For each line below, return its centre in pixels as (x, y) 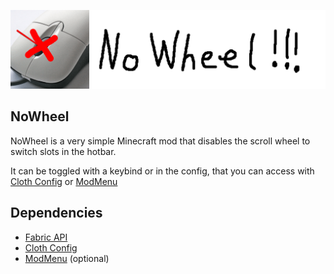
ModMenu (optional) (67, 258)
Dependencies (56, 213)
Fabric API (46, 237)
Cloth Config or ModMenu (64, 181)
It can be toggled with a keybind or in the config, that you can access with (162, 171)
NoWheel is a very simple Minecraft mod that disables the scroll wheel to (160, 141)
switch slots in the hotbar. (63, 151)
